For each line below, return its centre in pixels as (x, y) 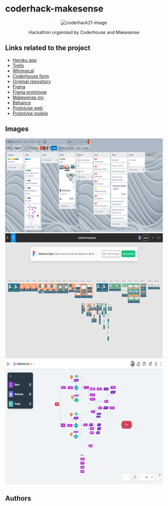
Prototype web (28, 108)
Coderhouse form (31, 76)
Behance (21, 103)
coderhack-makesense (54, 9)
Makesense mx (28, 97)
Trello (18, 65)
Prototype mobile (30, 113)
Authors (18, 498)
